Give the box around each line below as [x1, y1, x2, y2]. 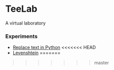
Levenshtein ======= [12, 50, 61, 56]
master [94, 60, 109, 66]
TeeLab [5, 3, 37, 15]
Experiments [5, 33, 38, 40]
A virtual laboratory [5, 20, 46, 26]
